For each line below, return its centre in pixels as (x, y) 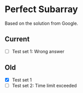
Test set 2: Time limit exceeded (44, 85)
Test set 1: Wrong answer (38, 51)
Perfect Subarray (41, 9)
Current (17, 39)
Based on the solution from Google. (41, 23)
